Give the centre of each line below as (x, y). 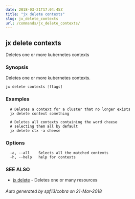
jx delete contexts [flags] (34, 87)
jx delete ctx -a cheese (35, 130)
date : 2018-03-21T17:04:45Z (34, 10)
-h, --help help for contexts (43, 157)
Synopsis (17, 67)
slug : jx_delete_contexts (32, 19)
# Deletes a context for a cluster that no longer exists (70, 109)
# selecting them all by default (44, 126)
